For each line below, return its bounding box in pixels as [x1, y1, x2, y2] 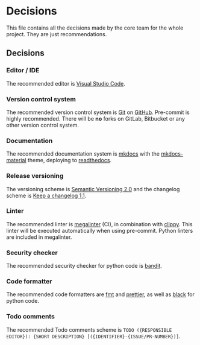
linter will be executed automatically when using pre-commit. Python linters [6, 227, 193, 234]
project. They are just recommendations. [6, 30, 107, 37]
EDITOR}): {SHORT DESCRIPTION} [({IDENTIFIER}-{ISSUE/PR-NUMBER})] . [6, 332, 181, 340]
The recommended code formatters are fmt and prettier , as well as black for [6, 291, 195, 298]
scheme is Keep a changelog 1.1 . [6, 192, 87, 199]
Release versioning [6, 172, 64, 180]
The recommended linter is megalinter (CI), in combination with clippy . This [6, 220, 193, 227]
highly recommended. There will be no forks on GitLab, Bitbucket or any [6, 115, 186, 122]
